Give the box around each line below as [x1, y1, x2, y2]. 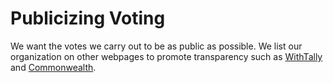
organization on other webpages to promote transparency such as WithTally [10, 50, 323, 62]
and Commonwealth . [10, 61, 97, 73]
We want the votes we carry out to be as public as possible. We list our [10, 40, 303, 52]
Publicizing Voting [10, 7, 166, 30]
